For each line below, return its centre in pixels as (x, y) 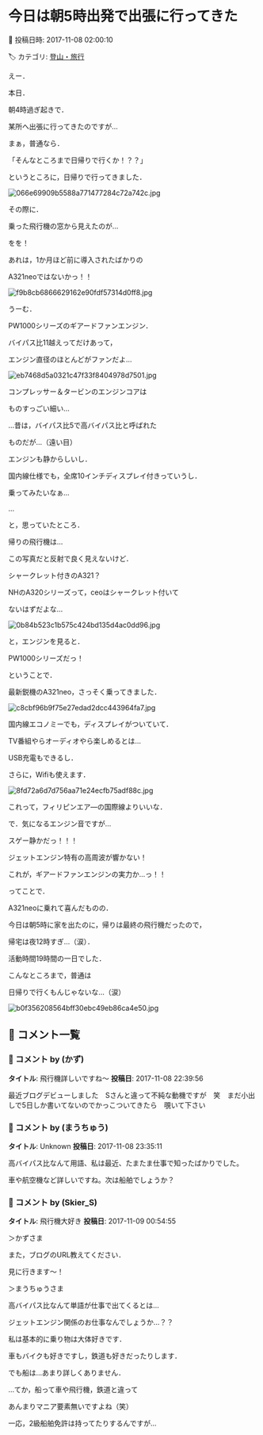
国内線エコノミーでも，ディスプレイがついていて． (91, 724)
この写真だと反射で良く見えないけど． (71, 558)
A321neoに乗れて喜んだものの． (61, 908)
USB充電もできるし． (43, 757)
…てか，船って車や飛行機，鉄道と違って (73, 1390)
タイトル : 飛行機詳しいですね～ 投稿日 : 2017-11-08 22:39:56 (106, 1078)
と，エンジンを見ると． (46, 641)
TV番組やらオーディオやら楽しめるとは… (74, 740)
